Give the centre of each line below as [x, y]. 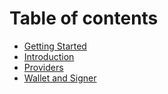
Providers [43, 67]
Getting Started [55, 46]
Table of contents [84, 18]
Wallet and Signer [60, 78]
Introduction [49, 56]
